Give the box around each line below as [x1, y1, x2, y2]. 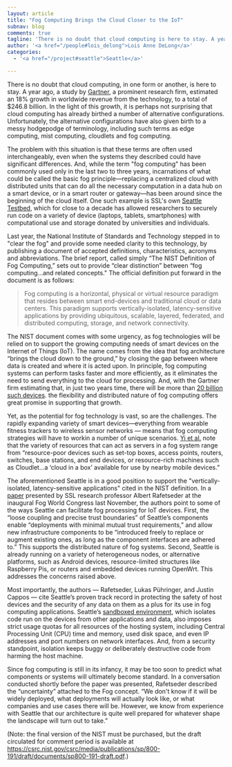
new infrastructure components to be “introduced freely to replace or [7, 528, 204, 536]
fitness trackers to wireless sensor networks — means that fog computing [7, 426, 217, 434]
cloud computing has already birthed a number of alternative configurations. [7, 109, 224, 118]
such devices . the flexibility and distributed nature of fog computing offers [7, 391, 219, 399]
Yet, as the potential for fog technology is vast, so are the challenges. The [7, 412, 217, 420]
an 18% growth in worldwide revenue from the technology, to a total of [7, 95, 208, 103]
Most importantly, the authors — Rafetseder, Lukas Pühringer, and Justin [7, 585, 214, 593]
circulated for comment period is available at [7, 737, 134, 746]
